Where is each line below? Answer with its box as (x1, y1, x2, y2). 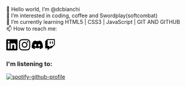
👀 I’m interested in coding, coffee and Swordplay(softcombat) (6, 12, 158, 19)
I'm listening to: (6, 60, 53, 68)
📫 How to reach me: (6, 25, 57, 32)
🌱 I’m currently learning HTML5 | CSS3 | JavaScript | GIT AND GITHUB (6, 19, 181, 25)
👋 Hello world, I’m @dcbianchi (6, 6, 80, 13)
